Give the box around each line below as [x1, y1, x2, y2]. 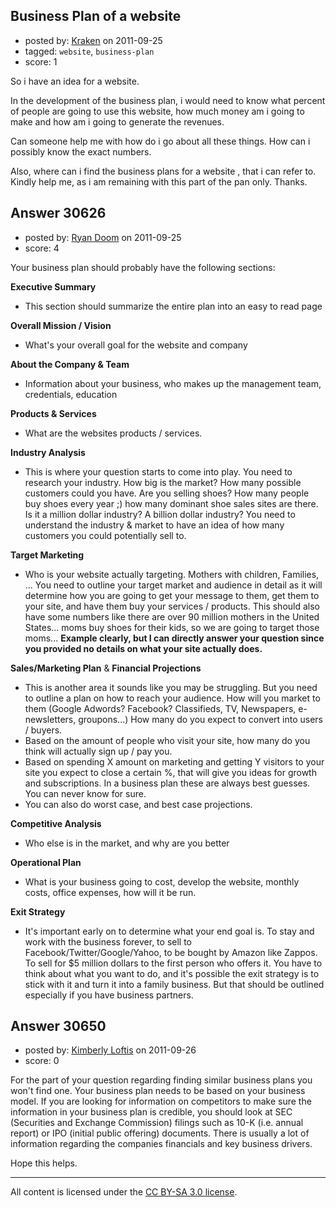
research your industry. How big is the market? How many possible [24, 476, 302, 488]
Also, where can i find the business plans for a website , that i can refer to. [10, 165, 317, 177]
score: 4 [24, 242, 60, 254]
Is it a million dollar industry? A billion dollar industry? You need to [24, 508, 296, 520]
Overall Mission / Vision [10, 319, 112, 331]
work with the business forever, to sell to [24, 935, 192, 948]
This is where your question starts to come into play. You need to [24, 465, 293, 478]
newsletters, [24, 713, 77, 725]
